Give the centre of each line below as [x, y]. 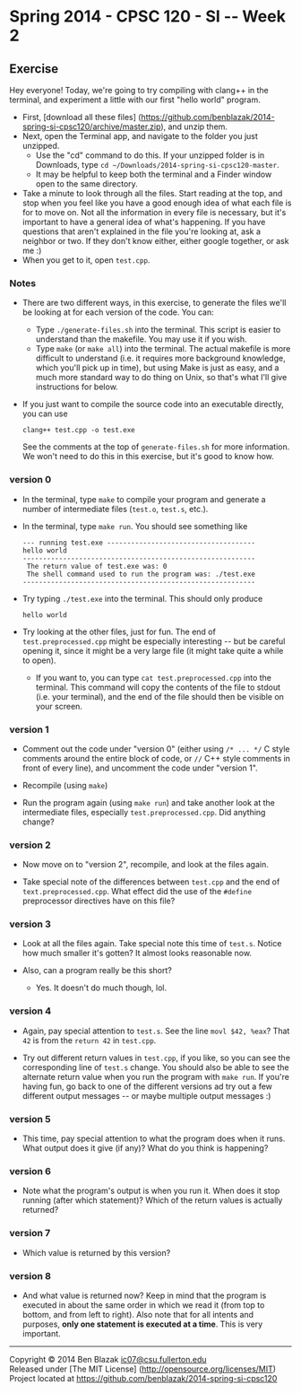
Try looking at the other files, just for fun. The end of [119, 631]
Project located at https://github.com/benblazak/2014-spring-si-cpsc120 [143, 1378]
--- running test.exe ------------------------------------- [139, 543]
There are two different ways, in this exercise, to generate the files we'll [154, 303]
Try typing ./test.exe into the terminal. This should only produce [142, 598]
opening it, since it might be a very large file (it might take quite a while [153, 650]
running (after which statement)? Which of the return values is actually [152, 1200]
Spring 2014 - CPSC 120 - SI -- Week [148, 17]
